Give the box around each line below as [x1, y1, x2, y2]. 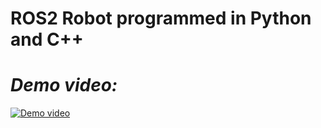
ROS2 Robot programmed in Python [10, 7, 312, 30]
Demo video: [10, 74, 118, 97]
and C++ [10, 28, 84, 51]
